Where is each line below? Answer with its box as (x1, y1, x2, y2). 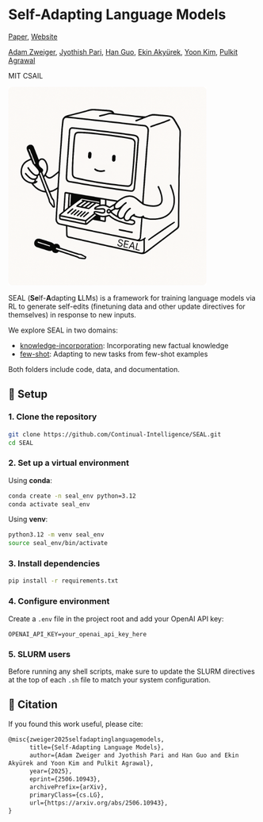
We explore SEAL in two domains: (8, 325, 119, 335)
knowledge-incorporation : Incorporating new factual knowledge (19, 340, 229, 350)
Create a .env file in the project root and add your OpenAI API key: (8, 613, 224, 624)
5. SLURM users (8, 648, 71, 659)
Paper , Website (8, 32, 58, 41)
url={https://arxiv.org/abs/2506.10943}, (29, 799, 169, 807)
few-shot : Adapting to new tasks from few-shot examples (19, 349, 208, 359)
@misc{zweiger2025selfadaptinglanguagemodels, (8, 736, 165, 743)
